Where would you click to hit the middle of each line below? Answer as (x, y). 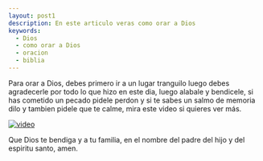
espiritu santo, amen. (43, 148)
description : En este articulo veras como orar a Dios (102, 23)
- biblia (30, 61)
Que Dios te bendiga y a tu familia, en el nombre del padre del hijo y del (127, 139)
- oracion (32, 53)
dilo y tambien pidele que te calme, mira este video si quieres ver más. (125, 108)
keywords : (25, 30)
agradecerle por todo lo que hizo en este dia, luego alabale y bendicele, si (131, 91)
